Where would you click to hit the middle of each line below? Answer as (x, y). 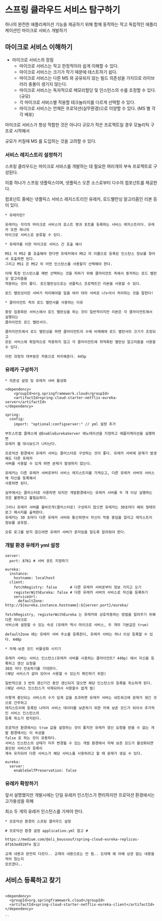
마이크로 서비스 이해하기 (39, 47)
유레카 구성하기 (22, 369)
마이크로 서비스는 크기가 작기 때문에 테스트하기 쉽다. (68, 72)
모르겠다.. (14, 864)
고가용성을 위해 (19, 801)
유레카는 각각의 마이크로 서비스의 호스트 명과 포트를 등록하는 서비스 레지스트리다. (75, 225)
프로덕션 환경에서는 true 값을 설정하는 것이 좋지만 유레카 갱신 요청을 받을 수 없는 (77, 728)
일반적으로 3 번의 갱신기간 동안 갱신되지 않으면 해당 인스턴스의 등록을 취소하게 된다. (79, 683)
